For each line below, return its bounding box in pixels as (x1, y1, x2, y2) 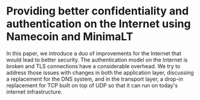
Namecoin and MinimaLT (6, 30, 134, 43)
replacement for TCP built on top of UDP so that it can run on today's (6, 81, 178, 89)
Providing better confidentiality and (6, 4, 189, 18)
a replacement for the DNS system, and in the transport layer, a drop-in (6, 75, 183, 83)
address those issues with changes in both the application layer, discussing (6, 69, 195, 76)
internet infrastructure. (6, 88, 63, 95)
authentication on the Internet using (6, 17, 192, 31)
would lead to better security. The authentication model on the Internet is (6, 56, 188, 63)
